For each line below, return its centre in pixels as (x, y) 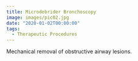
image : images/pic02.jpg (38, 18)
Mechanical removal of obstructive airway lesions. (69, 51)
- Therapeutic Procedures (45, 34)
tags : (13, 29)
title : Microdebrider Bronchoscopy (51, 12)
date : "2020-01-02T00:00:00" (43, 23)
